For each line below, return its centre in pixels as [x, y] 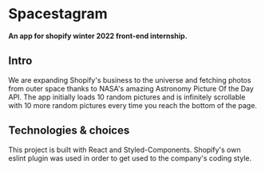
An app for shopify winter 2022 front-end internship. [98, 36]
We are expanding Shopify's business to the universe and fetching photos [130, 80]
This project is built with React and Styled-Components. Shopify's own [125, 150]
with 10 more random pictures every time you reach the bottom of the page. [133, 105]
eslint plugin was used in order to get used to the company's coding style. [130, 158]
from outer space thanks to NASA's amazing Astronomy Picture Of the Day [131, 88]
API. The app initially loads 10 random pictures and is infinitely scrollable [127, 97]
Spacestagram [58, 14]
